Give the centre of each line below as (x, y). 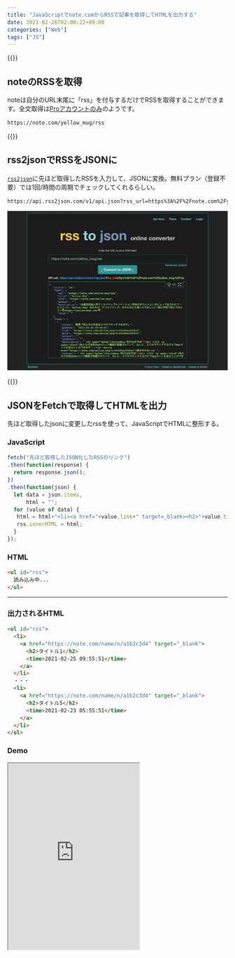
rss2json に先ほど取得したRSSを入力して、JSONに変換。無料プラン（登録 (114, 178)
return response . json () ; (50, 473)
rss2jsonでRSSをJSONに (62, 160)
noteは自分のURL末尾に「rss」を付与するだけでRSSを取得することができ (113, 100)
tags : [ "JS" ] (26, 37)
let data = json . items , (48, 495)
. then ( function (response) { (48, 465)
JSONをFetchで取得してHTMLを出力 (87, 405)
